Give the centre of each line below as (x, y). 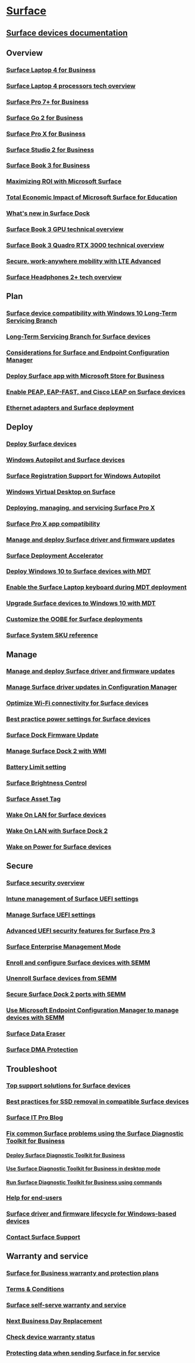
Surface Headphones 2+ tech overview (64, 277)
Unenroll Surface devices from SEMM (62, 979)
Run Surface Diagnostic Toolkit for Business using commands (84, 1182)
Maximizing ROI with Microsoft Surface (64, 181)
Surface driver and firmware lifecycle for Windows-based (91, 1213)
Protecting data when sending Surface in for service (83, 1353)
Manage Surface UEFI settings (51, 914)
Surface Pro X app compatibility (53, 523)
